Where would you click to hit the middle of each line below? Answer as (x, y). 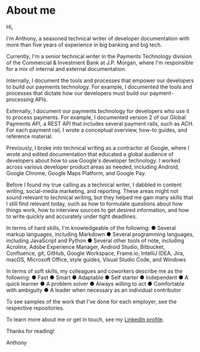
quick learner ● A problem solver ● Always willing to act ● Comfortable (96, 284)
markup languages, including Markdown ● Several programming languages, (100, 234)
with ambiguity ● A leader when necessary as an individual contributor (94, 290)
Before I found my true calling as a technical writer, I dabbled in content (94, 185)
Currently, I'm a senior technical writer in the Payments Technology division (99, 56)
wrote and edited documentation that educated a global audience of (90, 154)
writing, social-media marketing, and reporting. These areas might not (92, 191)
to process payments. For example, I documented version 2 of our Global (96, 117)
